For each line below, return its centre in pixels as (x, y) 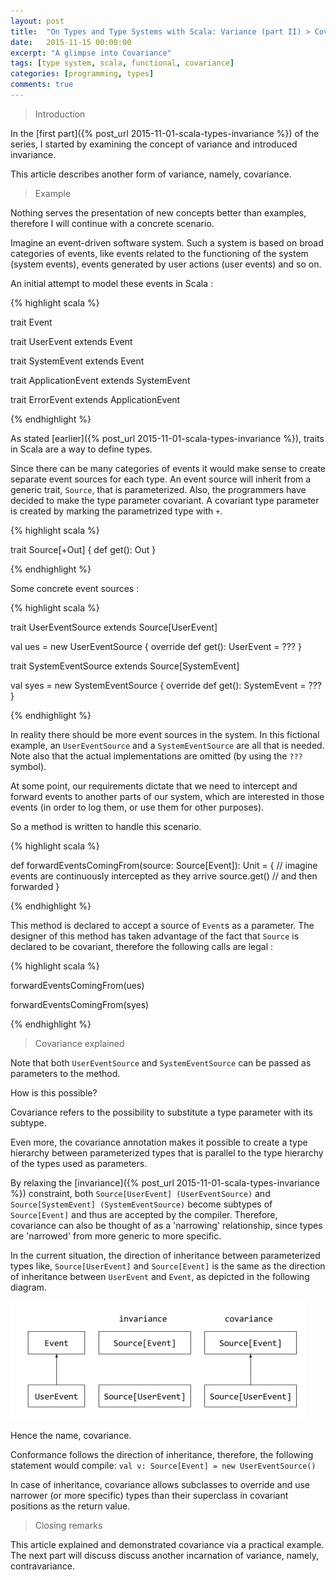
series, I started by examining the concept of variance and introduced (154, 144)
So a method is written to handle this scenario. (106, 826)
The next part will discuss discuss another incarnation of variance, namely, (164, 1555)
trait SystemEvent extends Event (77, 361)
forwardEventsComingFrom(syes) (80, 1004)
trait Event (31, 322)
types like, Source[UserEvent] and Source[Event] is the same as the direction (168, 1266)
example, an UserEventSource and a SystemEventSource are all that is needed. (167, 745)
